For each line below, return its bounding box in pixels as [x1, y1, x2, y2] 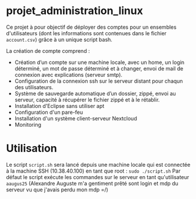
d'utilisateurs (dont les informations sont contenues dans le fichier [6, 29, 167, 36]
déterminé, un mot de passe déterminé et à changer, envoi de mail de [14, 65, 184, 72]
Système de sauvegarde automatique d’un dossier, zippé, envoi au [14, 90, 177, 97]
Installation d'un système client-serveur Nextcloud [14, 114, 137, 122]
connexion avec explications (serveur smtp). [14, 71, 122, 78]
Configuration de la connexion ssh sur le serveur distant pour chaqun [14, 77, 184, 85]
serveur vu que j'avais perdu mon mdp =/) [6, 186, 109, 193]
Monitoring [14, 121, 41, 128]
